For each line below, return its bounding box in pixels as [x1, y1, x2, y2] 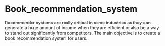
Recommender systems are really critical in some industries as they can [5, 20, 151, 25]
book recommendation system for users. [5, 35, 88, 41]
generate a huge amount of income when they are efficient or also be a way [5, 24, 159, 30]
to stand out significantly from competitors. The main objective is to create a [5, 30, 160, 36]
